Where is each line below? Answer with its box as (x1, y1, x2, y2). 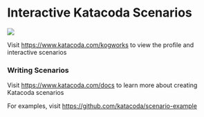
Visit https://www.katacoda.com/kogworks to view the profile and (7, 40, 194, 49)
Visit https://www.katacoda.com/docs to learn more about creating (7, 81, 198, 89)
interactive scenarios (7, 48, 67, 56)
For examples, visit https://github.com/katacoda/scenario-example (7, 102, 197, 110)
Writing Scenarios (7, 65, 69, 75)
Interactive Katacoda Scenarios (7, 5, 192, 21)
